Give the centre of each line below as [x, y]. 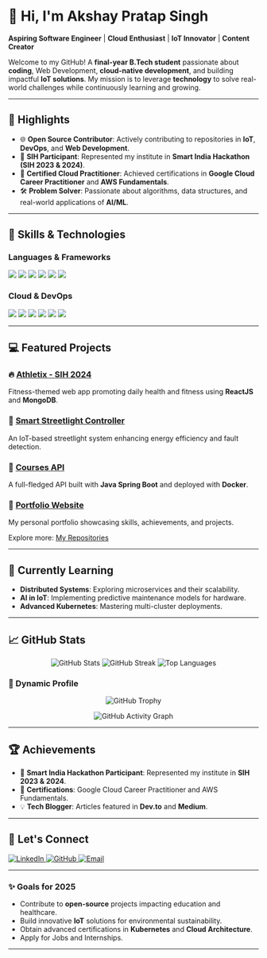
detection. [25, 446]
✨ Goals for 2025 [42, 886]
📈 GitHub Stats [47, 640]
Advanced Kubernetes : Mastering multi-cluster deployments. [121, 607]
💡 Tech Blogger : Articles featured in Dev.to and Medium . [114, 807]
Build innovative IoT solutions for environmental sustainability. [121, 921]
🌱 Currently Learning [61, 570]
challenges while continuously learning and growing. [114, 87]
